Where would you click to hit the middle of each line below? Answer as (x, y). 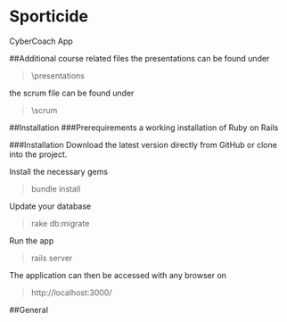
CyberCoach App (41, 41)
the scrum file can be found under (72, 93)
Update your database (50, 206)
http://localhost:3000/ (71, 293)
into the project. (38, 154)
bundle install (56, 188)
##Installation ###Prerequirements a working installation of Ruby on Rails (144, 128)
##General (29, 310)
